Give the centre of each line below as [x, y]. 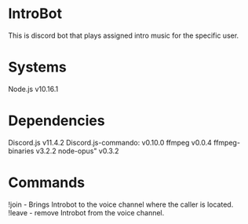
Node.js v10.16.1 [33, 89]
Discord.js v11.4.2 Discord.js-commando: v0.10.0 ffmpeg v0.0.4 [110, 142]
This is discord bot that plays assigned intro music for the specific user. [124, 35]
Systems [37, 67]
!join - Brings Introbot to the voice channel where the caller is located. [121, 204]
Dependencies [57, 121]
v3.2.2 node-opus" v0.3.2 [77, 151]
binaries [21, 151]
